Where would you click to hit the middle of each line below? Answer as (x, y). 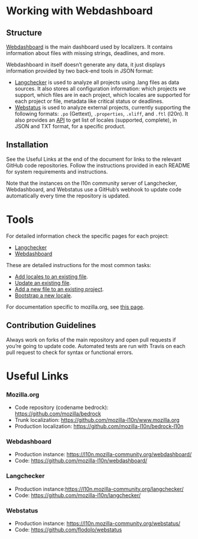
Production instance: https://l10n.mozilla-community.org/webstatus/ (98, 523)
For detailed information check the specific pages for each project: (87, 236)
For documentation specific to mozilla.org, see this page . (75, 307)
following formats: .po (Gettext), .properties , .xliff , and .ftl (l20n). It (101, 114)
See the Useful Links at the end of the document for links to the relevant (94, 159)
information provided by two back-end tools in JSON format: (80, 71)
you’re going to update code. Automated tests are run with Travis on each (96, 346)
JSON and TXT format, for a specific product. (70, 126)
